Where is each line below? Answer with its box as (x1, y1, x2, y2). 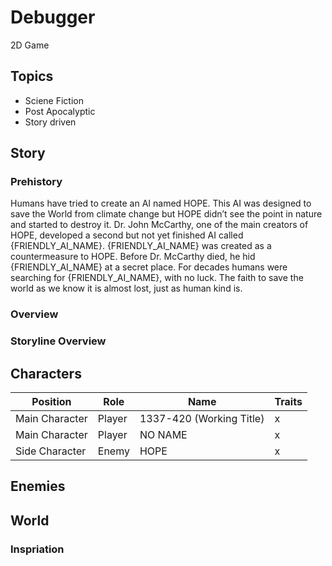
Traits (274, 395, 303, 409)
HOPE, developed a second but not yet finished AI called (10, 229, 244, 241)
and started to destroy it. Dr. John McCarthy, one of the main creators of (10, 219, 309, 231)
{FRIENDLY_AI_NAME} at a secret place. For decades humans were (10, 261, 288, 273)
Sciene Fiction (24, 94, 84, 106)
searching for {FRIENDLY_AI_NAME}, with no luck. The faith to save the (10, 272, 304, 284)
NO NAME (139, 428, 188, 442)
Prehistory (10, 175, 63, 189)
